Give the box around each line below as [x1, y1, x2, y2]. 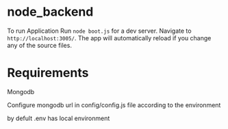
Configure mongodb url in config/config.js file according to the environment [7, 100, 221, 109]
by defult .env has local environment [7, 114, 110, 122]
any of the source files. [7, 41, 72, 49]
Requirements [7, 66, 89, 81]
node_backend [7, 4, 94, 20]
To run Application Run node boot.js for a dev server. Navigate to [7, 27, 192, 35]
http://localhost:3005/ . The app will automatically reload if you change [7, 33, 212, 42]
